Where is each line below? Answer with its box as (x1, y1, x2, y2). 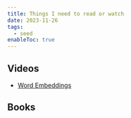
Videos (7, 63, 39, 74)
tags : (7, 23, 23, 30)
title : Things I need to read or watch (7, 10, 125, 18)
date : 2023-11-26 (7, 17, 58, 24)
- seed (13, 29, 33, 37)
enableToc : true (7, 37, 55, 44)
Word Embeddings (17, 81, 72, 89)
